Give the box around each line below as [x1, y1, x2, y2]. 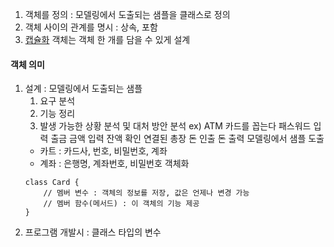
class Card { [24, 178, 80, 188]
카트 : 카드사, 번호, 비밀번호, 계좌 [39, 145, 168, 157]
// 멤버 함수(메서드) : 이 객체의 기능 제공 [43, 199, 200, 209]
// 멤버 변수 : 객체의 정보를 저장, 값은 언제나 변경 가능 [43, 188, 250, 198]
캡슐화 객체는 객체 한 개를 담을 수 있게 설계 [24, 34, 191, 45]
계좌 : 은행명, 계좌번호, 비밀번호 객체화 [39, 158, 190, 170]
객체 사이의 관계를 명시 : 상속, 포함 [24, 21, 158, 33]
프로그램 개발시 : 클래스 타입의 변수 [24, 226, 162, 238]
